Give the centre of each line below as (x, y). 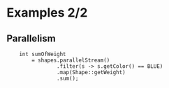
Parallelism (31, 38)
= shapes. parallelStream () (71, 60)
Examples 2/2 (47, 13)
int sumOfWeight (43, 54)
